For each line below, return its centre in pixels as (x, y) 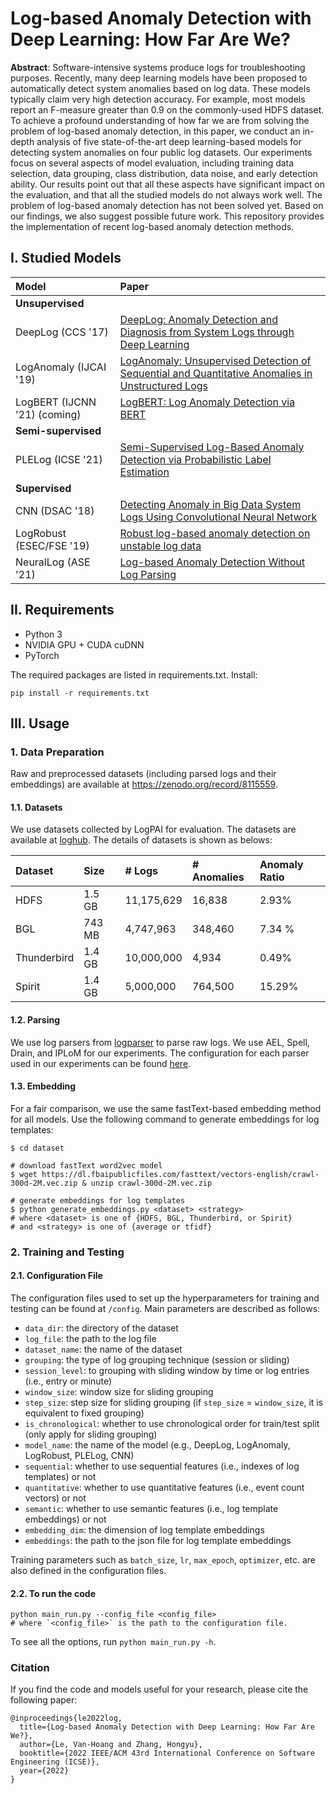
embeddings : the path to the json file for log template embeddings (158, 1540)
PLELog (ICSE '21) (59, 459)
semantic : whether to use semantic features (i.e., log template (151, 1508)
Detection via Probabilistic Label (195, 459)
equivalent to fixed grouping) (84, 1413)
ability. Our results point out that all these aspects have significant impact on (167, 184)
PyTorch (42, 655)
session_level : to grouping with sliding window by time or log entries (167, 1370)
